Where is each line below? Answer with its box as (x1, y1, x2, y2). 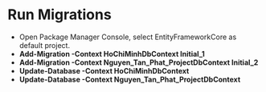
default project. (18, 40, 70, 50)
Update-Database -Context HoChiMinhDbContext (18, 66, 190, 75)
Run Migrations (7, 6, 112, 24)
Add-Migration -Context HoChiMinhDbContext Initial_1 (18, 49, 206, 58)
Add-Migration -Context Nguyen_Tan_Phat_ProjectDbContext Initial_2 (18, 58, 259, 67)
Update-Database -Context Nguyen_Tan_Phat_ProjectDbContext (18, 74, 241, 84)
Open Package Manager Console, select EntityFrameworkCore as (18, 32, 237, 42)
